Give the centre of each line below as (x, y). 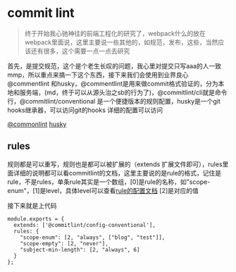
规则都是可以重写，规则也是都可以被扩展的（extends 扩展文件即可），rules (115, 164)
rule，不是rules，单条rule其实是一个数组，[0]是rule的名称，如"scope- (109, 182)
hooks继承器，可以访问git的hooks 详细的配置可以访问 (85, 110)
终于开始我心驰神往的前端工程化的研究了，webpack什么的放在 (115, 33)
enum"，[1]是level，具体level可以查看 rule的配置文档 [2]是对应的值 (103, 190)
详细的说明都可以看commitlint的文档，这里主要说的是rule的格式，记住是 (117, 173)
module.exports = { (36, 219)
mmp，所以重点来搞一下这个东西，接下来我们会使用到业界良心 (98, 75)
